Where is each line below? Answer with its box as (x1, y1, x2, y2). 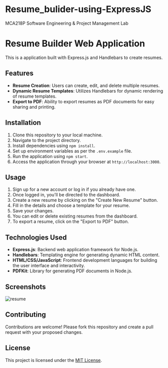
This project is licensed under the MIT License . (5, 357, 102, 363)
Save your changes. (12, 208, 54, 214)
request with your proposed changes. (5, 329, 83, 335)
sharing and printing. (12, 104, 56, 110)
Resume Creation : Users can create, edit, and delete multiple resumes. (12, 82, 160, 89)
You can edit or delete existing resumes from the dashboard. (12, 213, 138, 219)
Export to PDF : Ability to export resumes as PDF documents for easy (12, 98, 154, 104)
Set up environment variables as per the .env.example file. (12, 148, 132, 154)
